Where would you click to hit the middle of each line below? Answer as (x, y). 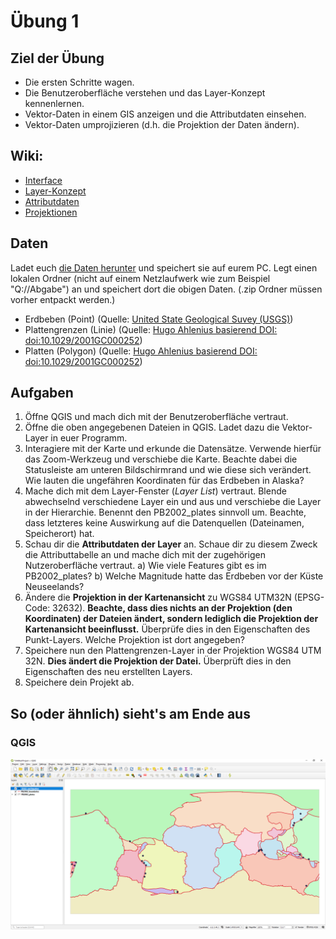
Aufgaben (42, 393)
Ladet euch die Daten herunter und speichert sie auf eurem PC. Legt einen (164, 267)
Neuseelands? (54, 587)
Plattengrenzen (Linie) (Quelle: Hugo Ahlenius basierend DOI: (151, 329)
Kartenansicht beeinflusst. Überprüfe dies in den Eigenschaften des (167, 629)
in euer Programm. (89, 438)
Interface (43, 180)
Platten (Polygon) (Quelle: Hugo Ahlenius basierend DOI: (141, 351)
